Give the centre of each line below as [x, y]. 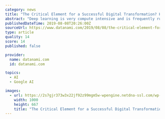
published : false [23, 46]
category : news [21, 10]
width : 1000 [26, 100]
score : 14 [15, 42]
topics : [13, 73]
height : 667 [26, 104]
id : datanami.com [27, 64]
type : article [20, 32]
